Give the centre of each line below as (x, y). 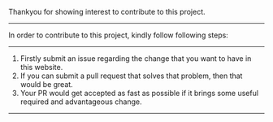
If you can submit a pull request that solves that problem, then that (131, 76)
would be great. (46, 84)
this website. (41, 67)
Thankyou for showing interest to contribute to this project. (107, 12)
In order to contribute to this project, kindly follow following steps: (119, 35)
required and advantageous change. (81, 102)
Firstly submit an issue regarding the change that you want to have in (136, 59)
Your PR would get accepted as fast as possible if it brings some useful (139, 93)
